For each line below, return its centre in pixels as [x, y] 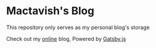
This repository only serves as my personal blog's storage [78, 27]
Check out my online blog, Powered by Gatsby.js [66, 39]
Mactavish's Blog [50, 11]
